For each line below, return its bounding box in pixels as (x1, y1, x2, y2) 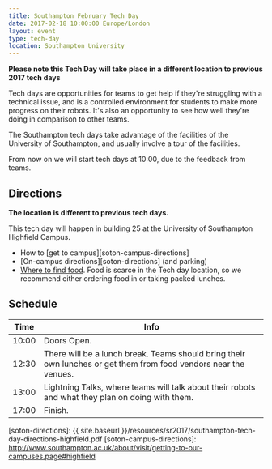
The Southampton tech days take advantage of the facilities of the (8, 130, 229, 140)
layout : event (8, 27, 57, 35)
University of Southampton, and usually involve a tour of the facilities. (8, 139, 240, 148)
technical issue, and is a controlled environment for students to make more (8, 97, 257, 107)
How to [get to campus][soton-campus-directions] (19, 248, 189, 258)
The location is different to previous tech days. (8, 207, 169, 217)
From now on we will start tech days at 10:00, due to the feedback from (8, 155, 246, 164)
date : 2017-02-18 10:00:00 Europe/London (8, 19, 151, 28)
